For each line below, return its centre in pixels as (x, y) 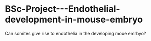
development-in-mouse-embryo (74, 20)
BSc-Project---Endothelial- (63, 9)
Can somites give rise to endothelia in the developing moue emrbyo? (75, 33)
